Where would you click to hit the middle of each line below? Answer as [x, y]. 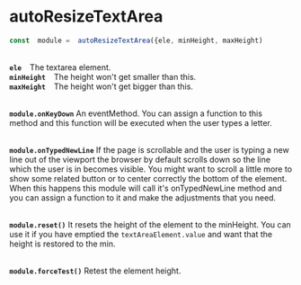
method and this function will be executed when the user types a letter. [141, 122]
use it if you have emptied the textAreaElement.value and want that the [141, 234]
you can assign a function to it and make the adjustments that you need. [143, 197]
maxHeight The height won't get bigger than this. [101, 86]
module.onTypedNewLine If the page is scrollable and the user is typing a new [149, 149]
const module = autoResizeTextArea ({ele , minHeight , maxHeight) [136, 40]
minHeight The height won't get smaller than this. [103, 76]
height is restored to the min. [62, 244]
